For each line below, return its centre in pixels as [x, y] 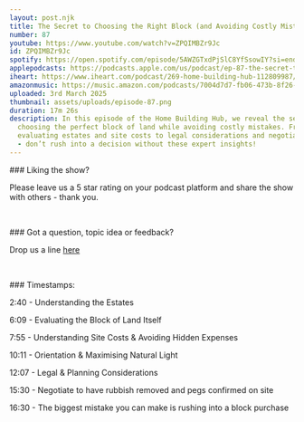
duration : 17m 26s [44, 110]
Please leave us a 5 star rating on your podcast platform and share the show [152, 187]
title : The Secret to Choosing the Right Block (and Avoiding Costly [143, 26]
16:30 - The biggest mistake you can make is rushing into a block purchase [149, 408]
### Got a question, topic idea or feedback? [92, 232]
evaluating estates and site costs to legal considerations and [141, 136]
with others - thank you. [54, 197]
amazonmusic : [34, 85]
